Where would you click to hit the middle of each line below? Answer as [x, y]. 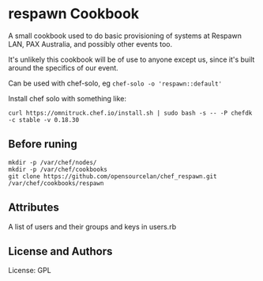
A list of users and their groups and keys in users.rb [92, 226]
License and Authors [60, 251]
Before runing [43, 144]
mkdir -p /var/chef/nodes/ [53, 162]
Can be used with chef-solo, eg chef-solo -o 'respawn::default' [115, 83]
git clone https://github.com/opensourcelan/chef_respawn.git [113, 176]
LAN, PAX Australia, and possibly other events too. [90, 44]
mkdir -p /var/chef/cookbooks [58, 169]
